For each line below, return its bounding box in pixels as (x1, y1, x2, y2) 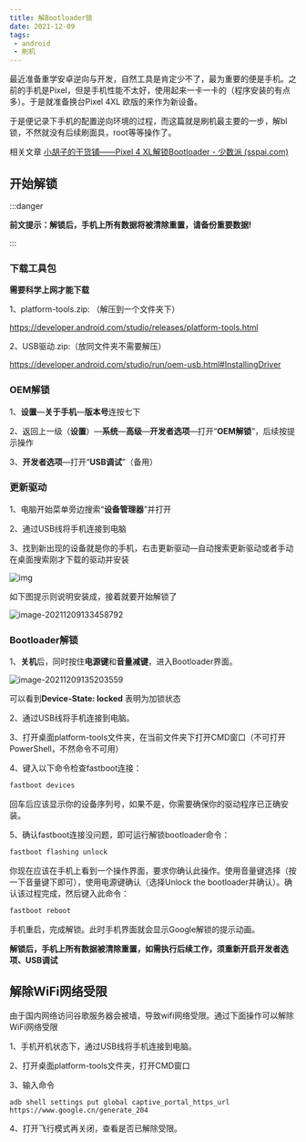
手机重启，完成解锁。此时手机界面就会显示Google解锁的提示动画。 (9, 923, 260, 935)
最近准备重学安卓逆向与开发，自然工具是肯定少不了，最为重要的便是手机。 (9, 74, 289, 85)
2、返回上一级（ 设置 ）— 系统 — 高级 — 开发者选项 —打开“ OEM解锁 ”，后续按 (9, 425, 288, 436)
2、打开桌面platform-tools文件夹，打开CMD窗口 (9, 1060, 190, 1071)
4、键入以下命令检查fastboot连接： (9, 763, 142, 773)
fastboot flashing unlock (9, 847, 107, 856)
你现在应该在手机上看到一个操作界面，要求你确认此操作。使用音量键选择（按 (9, 865, 297, 876)
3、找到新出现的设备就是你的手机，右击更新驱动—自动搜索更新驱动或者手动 (9, 542, 294, 553)
